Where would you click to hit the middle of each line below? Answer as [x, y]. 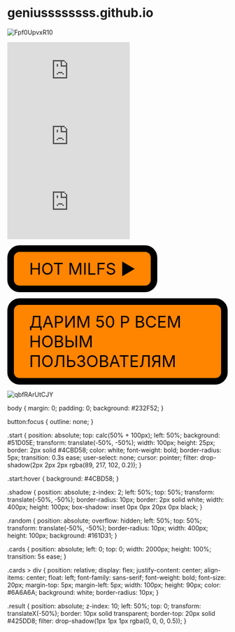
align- [213, 570]
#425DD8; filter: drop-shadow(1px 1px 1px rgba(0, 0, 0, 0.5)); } [97, 621]
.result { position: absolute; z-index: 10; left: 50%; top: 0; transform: [104, 606]
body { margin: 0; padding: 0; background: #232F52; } [86, 408]
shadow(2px [25, 465]
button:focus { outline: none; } [50, 421]
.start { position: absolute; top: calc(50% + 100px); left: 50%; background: [114, 435]
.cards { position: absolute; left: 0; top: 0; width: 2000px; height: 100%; [109, 549]
